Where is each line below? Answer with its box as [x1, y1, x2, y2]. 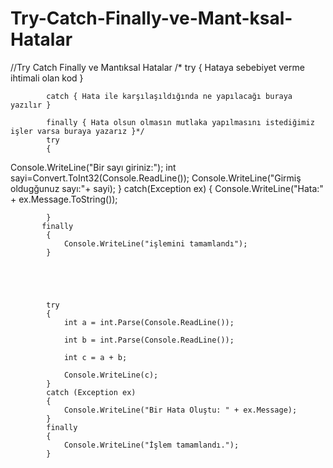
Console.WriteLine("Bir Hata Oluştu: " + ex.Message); [63, 405, 298, 415]
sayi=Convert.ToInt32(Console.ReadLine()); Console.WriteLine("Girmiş [10, 172, 302, 184]
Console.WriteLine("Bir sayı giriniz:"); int [10, 161, 177, 173]
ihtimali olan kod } [10, 72, 84, 84]
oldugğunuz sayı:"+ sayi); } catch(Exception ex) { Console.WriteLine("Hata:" [10, 182, 324, 194]
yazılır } [10, 100, 52, 110]
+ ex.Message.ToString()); [10, 193, 118, 205]
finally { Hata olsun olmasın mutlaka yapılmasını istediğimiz [46, 117, 315, 127]
